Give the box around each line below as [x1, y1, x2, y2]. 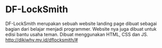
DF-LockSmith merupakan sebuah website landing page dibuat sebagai [5, 20, 157, 27]
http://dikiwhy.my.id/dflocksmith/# [5, 37, 78, 43]
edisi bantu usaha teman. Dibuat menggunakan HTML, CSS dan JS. [5, 31, 148, 37]
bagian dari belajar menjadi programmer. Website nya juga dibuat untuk [5, 26, 157, 32]
